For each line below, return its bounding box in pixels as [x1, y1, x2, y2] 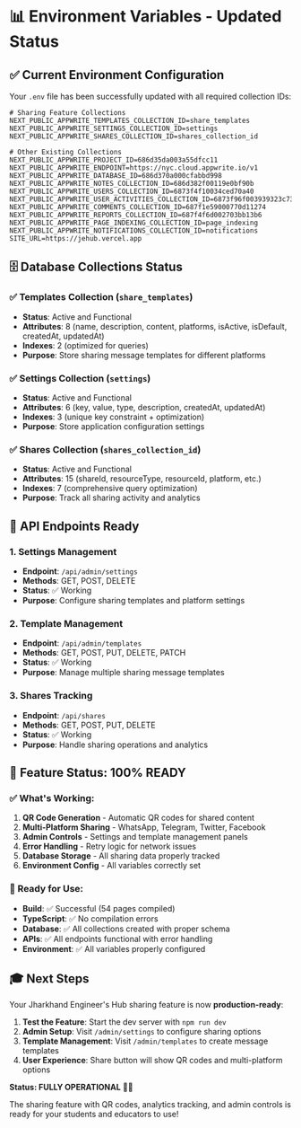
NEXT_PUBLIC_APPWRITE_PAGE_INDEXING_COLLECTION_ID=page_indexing [9, 218, 258, 227]
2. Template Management [9, 617, 124, 630]
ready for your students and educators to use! [9, 1109, 179, 1120]
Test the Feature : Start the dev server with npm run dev [21, 1017, 227, 1027]
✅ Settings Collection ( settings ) [9, 372, 151, 384]
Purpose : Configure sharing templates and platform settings [21, 595, 245, 605]
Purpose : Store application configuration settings [21, 420, 205, 431]
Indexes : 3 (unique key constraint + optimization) [21, 411, 205, 422]
